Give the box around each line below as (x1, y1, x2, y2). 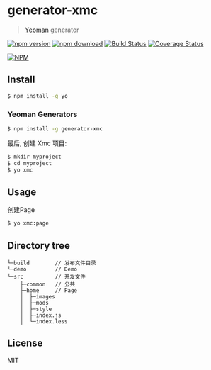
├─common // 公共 (20, 281, 76, 288)
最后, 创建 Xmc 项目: (7, 139, 67, 147)
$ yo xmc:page (7, 220, 50, 227)
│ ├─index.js (20, 311, 62, 319)
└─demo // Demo (7, 265, 78, 273)
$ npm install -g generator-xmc (7, 125, 103, 133)
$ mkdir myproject (7, 153, 62, 160)
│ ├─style (20, 305, 52, 313)
